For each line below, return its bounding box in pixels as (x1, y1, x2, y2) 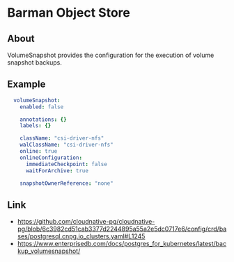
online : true (19, 148, 58, 155)
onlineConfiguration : (19, 154, 82, 161)
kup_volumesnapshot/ (17, 247, 81, 255)
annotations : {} (19, 116, 68, 123)
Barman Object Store (7, 5, 130, 21)
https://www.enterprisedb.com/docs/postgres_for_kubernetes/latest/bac (17, 240, 227, 248)
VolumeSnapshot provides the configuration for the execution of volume (7, 51, 214, 59)
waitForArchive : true (25, 167, 89, 174)
